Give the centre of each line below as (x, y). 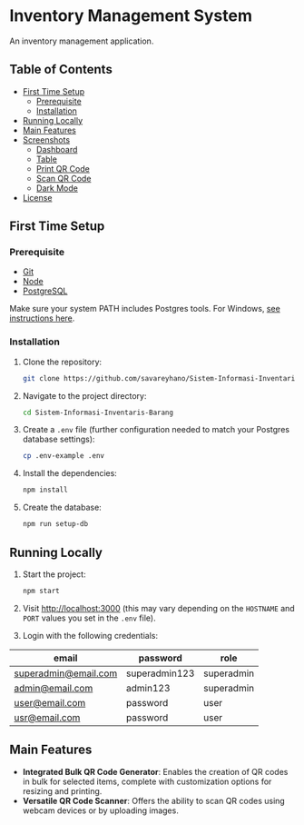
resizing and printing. (62, 790)
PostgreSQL (45, 291)
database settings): (59, 439)
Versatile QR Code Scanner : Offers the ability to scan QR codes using (154, 800)
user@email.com (50, 702)
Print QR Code (63, 168)
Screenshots (46, 139)
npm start (41, 591)
